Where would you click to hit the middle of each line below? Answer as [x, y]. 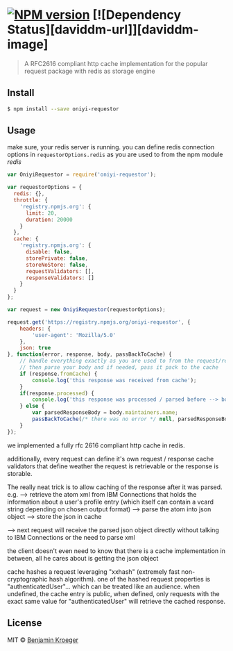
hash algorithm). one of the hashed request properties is [129, 579]
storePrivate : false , [57, 258]
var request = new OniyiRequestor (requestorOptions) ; [87, 310]
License [25, 623]
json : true [35, 348]
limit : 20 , [41, 213]
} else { [32, 406]
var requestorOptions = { [44, 188]
